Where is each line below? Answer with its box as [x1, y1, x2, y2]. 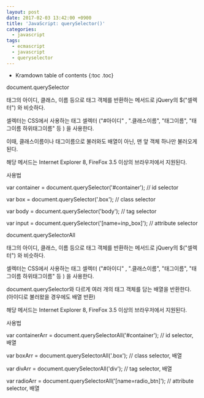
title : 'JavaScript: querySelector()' [6, 20, 105, 26]
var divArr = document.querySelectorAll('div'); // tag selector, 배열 [6, 365, 173, 372]
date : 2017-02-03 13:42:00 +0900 [6, 15, 92, 21]
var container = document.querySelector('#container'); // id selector [6, 184, 179, 191]
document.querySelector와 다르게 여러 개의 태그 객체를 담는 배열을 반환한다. [6, 285, 192, 292]
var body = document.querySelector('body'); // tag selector [6, 207, 157, 215]
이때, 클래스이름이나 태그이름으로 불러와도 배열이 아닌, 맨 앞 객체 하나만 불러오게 [6, 138, 198, 145]
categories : [6, 26, 37, 33]
